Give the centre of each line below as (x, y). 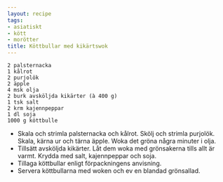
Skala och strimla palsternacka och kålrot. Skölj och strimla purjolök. (116, 133)
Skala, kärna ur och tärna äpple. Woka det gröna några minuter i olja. (116, 141)
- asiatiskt (25, 27)
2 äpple (19, 84)
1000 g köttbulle (33, 120)
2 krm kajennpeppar (36, 108)
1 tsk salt (23, 102)
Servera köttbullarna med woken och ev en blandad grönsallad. (109, 171)
